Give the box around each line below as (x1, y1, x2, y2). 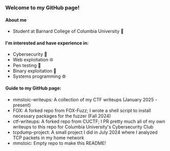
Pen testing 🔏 (12, 62, 41, 69)
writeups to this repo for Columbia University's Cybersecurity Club (12, 123, 154, 130)
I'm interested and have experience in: (5, 40, 89, 46)
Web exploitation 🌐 (12, 57, 54, 63)
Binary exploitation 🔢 (12, 68, 57, 74)
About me (5, 17, 27, 23)
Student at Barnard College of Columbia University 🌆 (12, 28, 124, 34)
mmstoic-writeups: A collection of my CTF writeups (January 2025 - (12, 96, 158, 102)
